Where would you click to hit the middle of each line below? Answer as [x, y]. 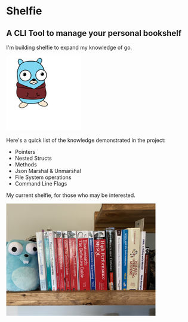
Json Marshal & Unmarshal [48, 171]
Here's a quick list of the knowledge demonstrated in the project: [86, 140]
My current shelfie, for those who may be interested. [71, 195]
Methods [26, 165]
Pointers [25, 152]
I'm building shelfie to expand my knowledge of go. [69, 47]
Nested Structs [33, 158]
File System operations [43, 177]
